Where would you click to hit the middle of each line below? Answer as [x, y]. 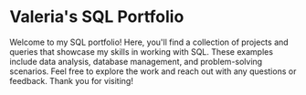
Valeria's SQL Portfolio [97, 17]
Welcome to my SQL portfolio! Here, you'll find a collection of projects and [149, 42]
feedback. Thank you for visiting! [72, 80]
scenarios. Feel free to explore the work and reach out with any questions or [153, 71]
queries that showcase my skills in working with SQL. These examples [142, 51]
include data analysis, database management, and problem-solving [136, 61]
